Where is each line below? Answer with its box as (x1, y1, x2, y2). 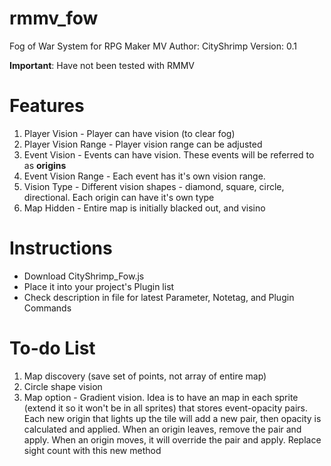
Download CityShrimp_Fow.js (23, 270, 145, 282)
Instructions (9, 237, 113, 260)
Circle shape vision (23, 380, 103, 392)
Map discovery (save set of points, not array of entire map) (23, 370, 267, 382)
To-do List (9, 337, 96, 359)
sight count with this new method (23, 444, 162, 456)
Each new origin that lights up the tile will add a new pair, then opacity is (23, 412, 322, 424)
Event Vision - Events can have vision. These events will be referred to (23, 148, 315, 161)
